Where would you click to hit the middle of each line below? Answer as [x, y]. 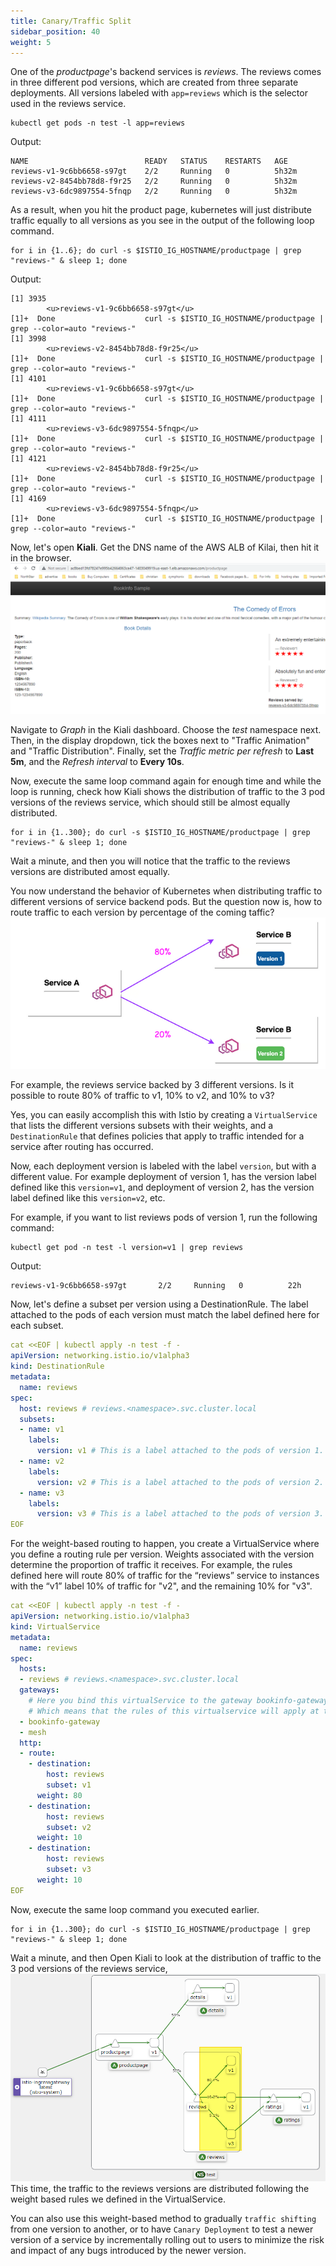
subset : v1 [69, 1785]
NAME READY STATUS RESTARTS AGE [149, 161]
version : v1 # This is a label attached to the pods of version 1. [180, 1451]
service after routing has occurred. [82, 1147]
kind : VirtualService [55, 1626]
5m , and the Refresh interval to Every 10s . [97, 762]
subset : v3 [69, 1870]
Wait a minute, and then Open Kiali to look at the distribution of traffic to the [166, 1957]
